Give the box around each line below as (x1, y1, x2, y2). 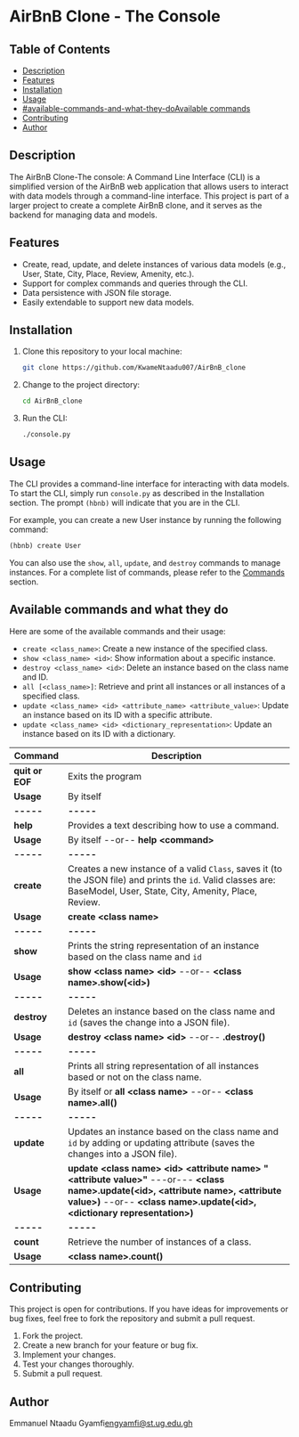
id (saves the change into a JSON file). (68, 1016, 230, 1028)
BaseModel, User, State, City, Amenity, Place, (68, 885, 258, 897)
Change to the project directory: (21, 380, 141, 390)
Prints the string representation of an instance (68, 939, 260, 951)
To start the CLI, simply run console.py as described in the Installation (9, 487, 265, 498)
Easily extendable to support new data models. (21, 297, 194, 307)
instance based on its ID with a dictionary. (21, 728, 176, 739)
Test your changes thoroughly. (21, 1359, 135, 1369)
